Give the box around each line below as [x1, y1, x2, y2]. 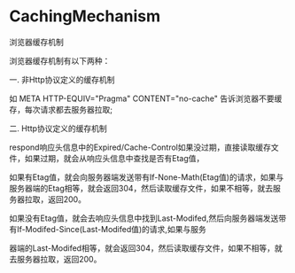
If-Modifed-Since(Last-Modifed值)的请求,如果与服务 [16, 223, 206, 234]
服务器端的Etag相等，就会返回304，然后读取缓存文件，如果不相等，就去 [9, 183, 274, 193]
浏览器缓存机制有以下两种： [9, 55, 111, 66]
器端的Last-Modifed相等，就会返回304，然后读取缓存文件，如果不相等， [9, 242, 275, 253]
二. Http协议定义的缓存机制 [9, 122, 108, 134]
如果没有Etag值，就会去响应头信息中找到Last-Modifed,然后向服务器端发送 [9, 213, 279, 223]
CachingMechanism [9, 6, 161, 27]
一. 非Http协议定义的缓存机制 [9, 74, 115, 85]
